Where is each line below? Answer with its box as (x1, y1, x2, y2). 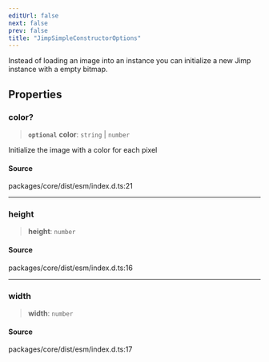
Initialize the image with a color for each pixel (8, 145, 158, 154)
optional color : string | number (27, 129, 130, 139)
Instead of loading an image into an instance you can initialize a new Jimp (8, 56, 251, 66)
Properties (8, 87, 62, 101)
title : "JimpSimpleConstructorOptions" (8, 34, 142, 42)
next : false (8, 19, 48, 27)
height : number (27, 227, 76, 237)
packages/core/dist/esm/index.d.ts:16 (8, 263, 134, 272)
